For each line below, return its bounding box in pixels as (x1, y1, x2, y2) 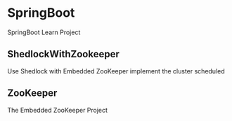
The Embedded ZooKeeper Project (7, 106, 108, 114)
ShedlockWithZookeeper (7, 48, 120, 60)
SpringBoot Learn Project (7, 28, 81, 36)
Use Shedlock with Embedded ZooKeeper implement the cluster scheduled (7, 66, 225, 75)
